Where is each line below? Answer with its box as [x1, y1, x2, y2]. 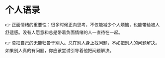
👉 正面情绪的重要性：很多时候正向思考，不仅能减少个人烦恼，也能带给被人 [5, 22, 160, 28]
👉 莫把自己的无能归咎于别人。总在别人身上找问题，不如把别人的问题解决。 [5, 40, 160, 46]
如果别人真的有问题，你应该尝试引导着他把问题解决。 [5, 47, 114, 53]
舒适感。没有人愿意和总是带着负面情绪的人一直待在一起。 [5, 29, 123, 35]
